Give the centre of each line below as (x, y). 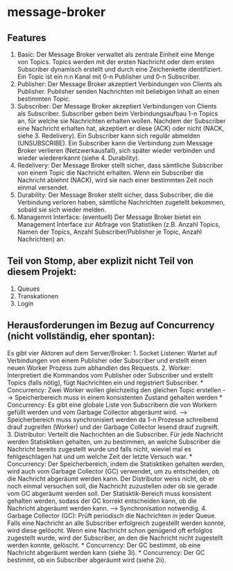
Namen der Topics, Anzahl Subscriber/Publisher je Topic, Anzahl (110, 232)
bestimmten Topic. (44, 99)
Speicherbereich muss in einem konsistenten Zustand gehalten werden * (119, 397)
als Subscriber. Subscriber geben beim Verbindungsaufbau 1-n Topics (118, 113)
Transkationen (38, 296)
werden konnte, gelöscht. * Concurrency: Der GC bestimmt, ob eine (104, 545)
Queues (28, 289)
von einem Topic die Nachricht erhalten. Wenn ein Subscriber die (110, 172)
